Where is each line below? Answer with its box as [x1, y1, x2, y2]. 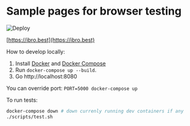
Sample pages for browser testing [6, 4, 181, 18]
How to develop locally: [6, 47, 65, 55]
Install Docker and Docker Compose [15, 60, 106, 67]
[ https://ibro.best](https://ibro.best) [6, 36, 95, 43]
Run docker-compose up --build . [15, 66, 97, 74]
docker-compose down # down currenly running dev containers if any [6, 108, 184, 114]
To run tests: [6, 96, 38, 103]
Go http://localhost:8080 [15, 72, 77, 80]
